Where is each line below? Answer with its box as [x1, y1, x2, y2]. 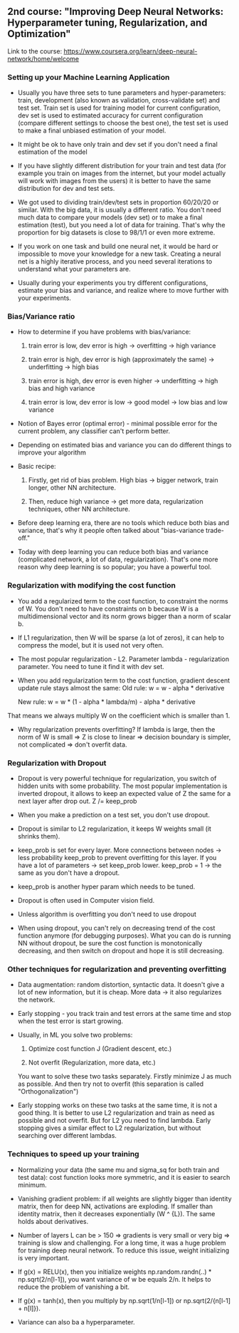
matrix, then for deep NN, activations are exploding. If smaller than [17, 1202, 213, 1210]
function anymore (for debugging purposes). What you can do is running [17, 931, 231, 940]
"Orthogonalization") [17, 1087, 79, 1096]
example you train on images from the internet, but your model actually [17, 169, 226, 177]
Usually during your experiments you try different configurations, [17, 279, 208, 287]
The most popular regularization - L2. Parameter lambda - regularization [17, 655, 230, 663]
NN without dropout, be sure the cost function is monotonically [17, 939, 203, 947]
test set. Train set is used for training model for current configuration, [17, 103, 221, 113]
